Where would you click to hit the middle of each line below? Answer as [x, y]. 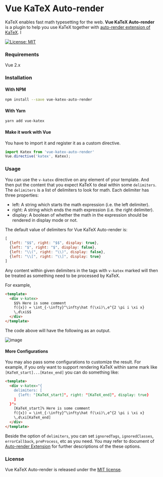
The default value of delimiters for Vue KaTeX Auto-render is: [66, 229]
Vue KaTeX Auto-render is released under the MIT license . [63, 470]
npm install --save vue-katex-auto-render [49, 100]
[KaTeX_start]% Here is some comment [52, 408]
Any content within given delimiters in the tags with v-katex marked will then [81, 270]
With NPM [16, 89]
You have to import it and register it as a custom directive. [63, 143]
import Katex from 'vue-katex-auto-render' [50, 152]
